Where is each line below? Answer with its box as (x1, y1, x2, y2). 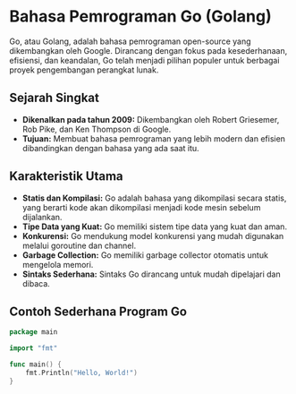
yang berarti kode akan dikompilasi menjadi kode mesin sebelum (21, 201, 261, 212)
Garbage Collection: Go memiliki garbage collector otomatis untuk (21, 249, 268, 261)
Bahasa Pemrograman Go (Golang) (9, 6, 272, 27)
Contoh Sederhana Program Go (9, 304, 188, 319)
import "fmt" (9, 344, 58, 353)
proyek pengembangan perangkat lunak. (9, 64, 159, 75)
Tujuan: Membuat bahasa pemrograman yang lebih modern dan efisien (21, 133, 286, 144)
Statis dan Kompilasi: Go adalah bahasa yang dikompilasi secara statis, (21, 193, 287, 203)
